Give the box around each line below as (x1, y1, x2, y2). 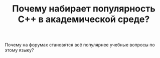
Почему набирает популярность (12, 3, 156, 14)
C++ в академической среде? (18, 13, 150, 25)
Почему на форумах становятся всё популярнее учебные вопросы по (5, 42, 155, 48)
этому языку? (5, 47, 34, 53)
